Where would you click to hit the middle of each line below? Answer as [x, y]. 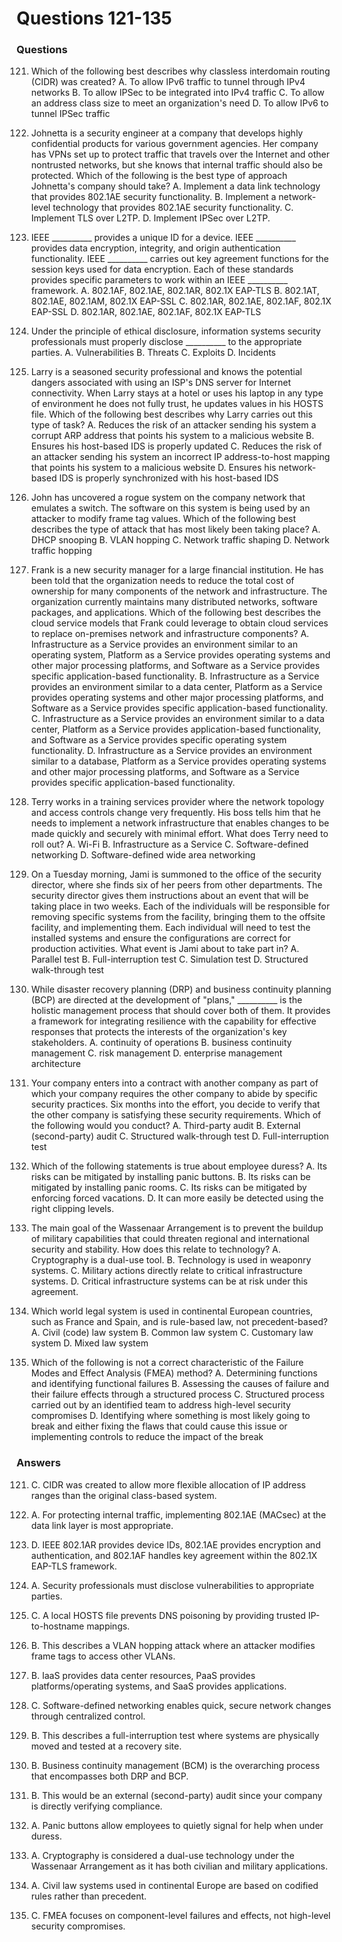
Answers [38, 1463]
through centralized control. [88, 1716]
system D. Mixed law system [89, 1343]
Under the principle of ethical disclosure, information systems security [175, 331]
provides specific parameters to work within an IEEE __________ [159, 280]
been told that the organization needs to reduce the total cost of [162, 581]
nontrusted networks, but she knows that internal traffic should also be [176, 165]
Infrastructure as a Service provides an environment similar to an [164, 644]
